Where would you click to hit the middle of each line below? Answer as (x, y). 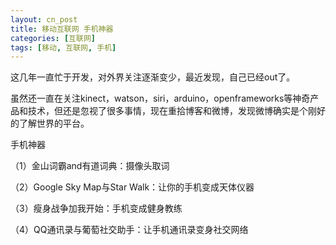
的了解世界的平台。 (50, 123)
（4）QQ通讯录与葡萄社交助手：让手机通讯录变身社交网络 (129, 230)
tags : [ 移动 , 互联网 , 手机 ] (63, 47)
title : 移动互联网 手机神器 (62, 29)
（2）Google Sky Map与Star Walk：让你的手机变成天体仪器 (132, 187)
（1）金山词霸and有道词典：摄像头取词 (90, 166)
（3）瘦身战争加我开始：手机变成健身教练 (96, 208)
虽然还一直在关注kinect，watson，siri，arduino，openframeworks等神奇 (160, 98)
